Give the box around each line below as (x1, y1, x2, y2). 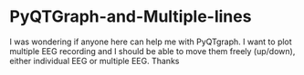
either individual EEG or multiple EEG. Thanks (9, 55, 180, 66)
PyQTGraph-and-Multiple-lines (9, 6, 252, 27)
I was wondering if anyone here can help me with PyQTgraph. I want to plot (9, 36, 292, 47)
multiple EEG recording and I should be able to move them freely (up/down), (9, 45, 296, 56)
